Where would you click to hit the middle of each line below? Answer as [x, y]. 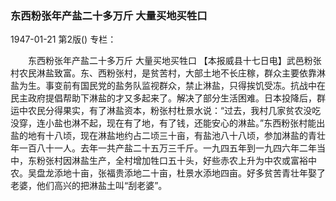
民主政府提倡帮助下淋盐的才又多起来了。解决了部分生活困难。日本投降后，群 [168, 98]
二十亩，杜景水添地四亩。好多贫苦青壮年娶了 [233, 173]
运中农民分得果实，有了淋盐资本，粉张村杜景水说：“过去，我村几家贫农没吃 [166, 111]
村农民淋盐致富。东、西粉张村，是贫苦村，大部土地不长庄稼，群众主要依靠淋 [168, 73]
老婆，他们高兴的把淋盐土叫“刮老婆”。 [89, 186]
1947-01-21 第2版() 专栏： [63, 39]
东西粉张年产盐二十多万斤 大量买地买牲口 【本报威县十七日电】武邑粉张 [174, 61]
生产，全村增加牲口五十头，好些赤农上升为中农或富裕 [198, 161]
